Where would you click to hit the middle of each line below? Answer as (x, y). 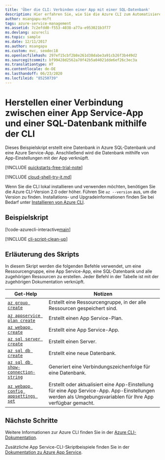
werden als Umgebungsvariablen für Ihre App (101, 397)
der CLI (20, 134)
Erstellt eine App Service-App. (84, 330)
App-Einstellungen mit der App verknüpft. (47, 158)
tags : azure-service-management (38, 23)
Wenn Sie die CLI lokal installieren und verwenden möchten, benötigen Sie (80, 186)
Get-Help (26, 294)
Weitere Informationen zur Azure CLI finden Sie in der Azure (66, 432)
